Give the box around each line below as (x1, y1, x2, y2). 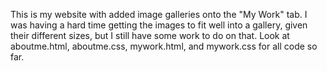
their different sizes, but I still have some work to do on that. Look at (10, 30, 290, 41)
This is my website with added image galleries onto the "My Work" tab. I (10, 9, 308, 20)
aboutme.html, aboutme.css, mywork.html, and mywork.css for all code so (10, 40, 318, 52)
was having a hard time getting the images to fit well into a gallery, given (10, 19, 308, 31)
